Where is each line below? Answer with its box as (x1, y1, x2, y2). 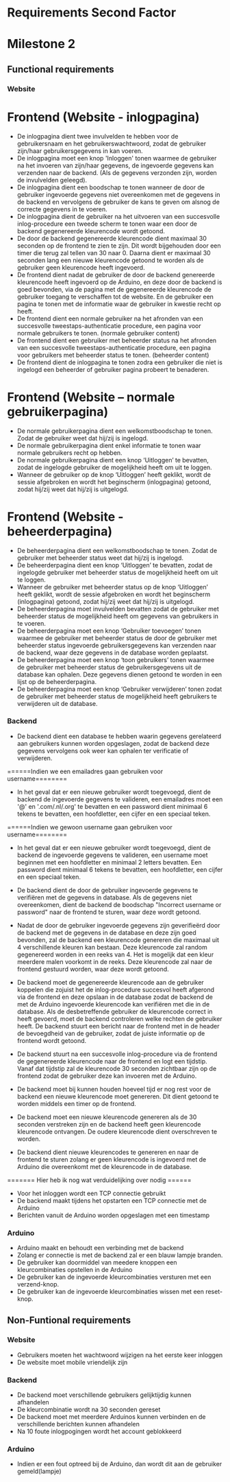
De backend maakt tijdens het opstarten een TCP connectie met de (16, 1196, 207, 1205)
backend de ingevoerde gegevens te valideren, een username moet (16, 851, 208, 859)
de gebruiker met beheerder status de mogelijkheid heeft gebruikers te (16, 692, 217, 701)
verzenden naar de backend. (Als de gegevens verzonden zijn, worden (16, 168, 217, 176)
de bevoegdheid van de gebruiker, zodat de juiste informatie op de (16, 1029, 205, 1037)
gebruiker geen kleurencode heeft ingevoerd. (16, 263, 145, 272)
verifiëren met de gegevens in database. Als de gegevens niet (16, 893, 192, 902)
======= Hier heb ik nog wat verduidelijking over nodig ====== (7, 1175, 192, 1184)
